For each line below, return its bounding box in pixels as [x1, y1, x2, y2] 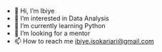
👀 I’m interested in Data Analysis [14, 14, 109, 22]
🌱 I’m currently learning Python [14, 22, 106, 30]
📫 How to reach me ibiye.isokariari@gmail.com [14, 37, 155, 45]
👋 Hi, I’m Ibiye [14, 7, 55, 15]
